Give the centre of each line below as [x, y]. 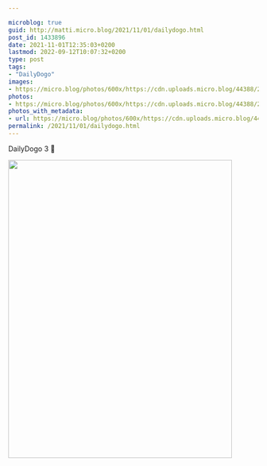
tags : [17, 67]
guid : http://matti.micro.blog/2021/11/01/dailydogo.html [106, 30]
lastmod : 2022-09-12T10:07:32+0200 [67, 52]
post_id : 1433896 [37, 37]
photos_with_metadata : [46, 111]
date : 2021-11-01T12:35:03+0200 [62, 45]
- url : [19, 119]
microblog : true [35, 22]
